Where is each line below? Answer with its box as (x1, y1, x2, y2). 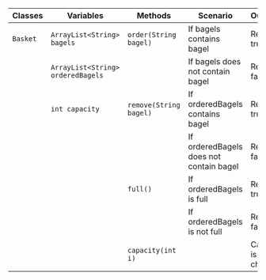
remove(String (127, 100, 180, 109)
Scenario (197, 10, 234, 21)
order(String (127, 31, 177, 39)
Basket (12, 35, 37, 43)
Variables (66, 10, 104, 21)
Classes (12, 10, 44, 21)
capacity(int (127, 246, 177, 255)
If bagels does (188, 56, 241, 66)
